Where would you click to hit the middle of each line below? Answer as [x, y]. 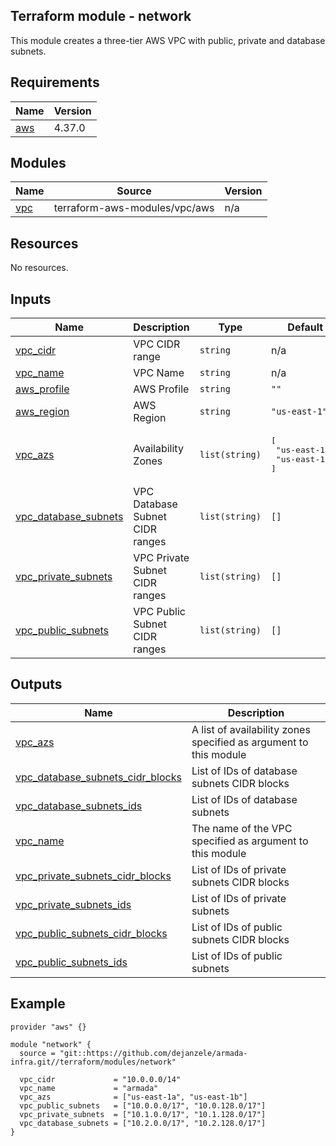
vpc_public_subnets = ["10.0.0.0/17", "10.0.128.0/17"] [143, 1105]
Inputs [31, 299]
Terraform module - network [101, 16]
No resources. [39, 268]
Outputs [36, 684]
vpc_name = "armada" [89, 1088]
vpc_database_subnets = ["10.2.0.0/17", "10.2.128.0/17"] [143, 1123]
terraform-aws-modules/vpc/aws [134, 208]
